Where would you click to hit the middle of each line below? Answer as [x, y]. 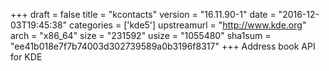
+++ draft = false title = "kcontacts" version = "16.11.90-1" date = [143, 14]
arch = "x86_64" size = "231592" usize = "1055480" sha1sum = [141, 35]
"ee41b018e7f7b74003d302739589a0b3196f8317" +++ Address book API [163, 46]
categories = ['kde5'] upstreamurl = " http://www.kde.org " [188, 25]
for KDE [26, 57]
